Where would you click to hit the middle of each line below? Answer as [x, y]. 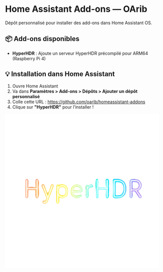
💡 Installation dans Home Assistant [60, 74]
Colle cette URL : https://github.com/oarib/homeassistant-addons [79, 102]
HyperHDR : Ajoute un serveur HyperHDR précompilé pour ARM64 [80, 53]
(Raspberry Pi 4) [29, 58]
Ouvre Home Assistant [35, 86]
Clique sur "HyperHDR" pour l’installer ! [53, 107]
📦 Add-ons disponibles [42, 39]
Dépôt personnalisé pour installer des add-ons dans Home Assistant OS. [79, 23]
